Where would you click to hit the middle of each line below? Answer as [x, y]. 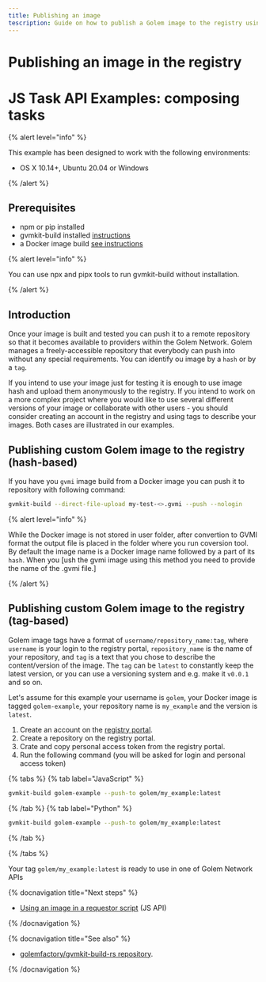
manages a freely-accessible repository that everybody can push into [122, 351]
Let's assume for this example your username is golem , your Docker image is [133, 697]
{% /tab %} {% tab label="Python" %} [70, 808]
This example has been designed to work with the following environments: [129, 152]
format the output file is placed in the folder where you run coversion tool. [129, 542]
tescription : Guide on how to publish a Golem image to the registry [125, 23]
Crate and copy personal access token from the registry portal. [122, 746]
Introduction [40, 315]
